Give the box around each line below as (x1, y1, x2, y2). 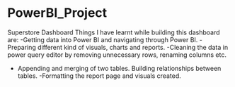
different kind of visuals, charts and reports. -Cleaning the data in (38, 43, 229, 51)
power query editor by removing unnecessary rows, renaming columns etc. (7, 51, 227, 59)
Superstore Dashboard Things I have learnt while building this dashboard (7, 28, 221, 36)
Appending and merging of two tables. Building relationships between (17, 64, 222, 72)
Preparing (7, 43, 37, 51)
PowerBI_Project (7, 5, 108, 21)
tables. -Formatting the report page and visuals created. (17, 72, 182, 80)
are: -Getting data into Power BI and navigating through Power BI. (7, 35, 198, 43)
